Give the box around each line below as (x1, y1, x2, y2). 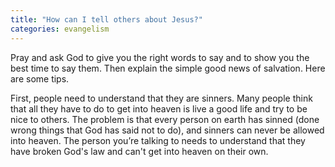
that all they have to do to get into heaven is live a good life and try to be (10, 102, 308, 115)
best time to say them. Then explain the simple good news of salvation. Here (10, 62, 326, 74)
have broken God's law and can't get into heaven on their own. (10, 145, 269, 157)
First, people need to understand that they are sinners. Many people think (10, 92, 313, 104)
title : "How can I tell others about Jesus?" (10, 14, 203, 25)
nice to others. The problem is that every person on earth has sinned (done (10, 113, 320, 125)
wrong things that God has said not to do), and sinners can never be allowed (10, 124, 325, 136)
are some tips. (10, 72, 70, 85)
